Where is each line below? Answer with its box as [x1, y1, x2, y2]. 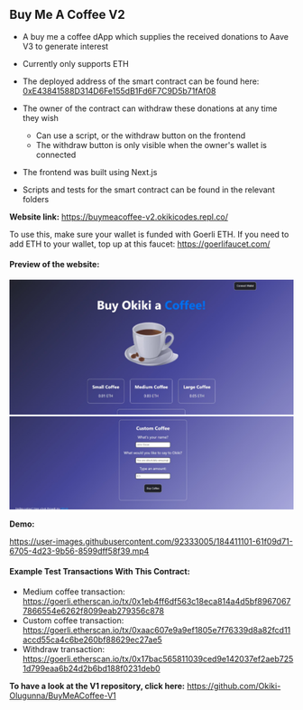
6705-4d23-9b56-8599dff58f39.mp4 [9, 546, 150, 556]
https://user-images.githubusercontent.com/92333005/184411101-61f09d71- [9, 536, 293, 547]
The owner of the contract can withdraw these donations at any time [22, 103, 278, 114]
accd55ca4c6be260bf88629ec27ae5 [22, 634, 162, 645]
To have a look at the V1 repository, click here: [9, 681, 185, 692]
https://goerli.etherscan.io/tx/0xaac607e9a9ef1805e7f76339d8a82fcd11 [22, 625, 291, 636]
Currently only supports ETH [22, 58, 129, 69]
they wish [22, 112, 59, 123]
